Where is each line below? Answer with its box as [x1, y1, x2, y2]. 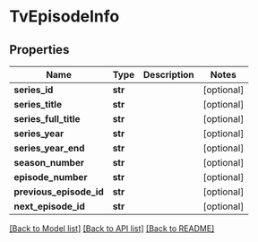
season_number [13, 157, 85, 169]
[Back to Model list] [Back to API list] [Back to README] [9, 223, 215, 234]
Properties [9, 42, 70, 57]
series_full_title [13, 113, 81, 125]
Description [142, 69, 194, 81]
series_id [13, 83, 54, 96]
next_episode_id [13, 200, 85, 212]
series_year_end [13, 142, 85, 154]
